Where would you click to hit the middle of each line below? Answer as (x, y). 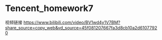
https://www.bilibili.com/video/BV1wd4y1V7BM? (72, 22)
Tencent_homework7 (49, 8)
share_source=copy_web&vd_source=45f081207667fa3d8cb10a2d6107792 (81, 27)
